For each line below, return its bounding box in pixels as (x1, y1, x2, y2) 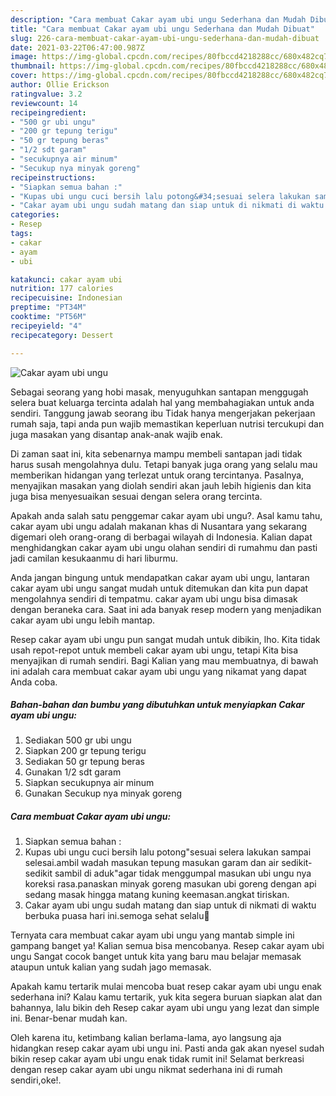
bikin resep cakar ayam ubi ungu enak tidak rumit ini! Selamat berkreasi (10, 1053, 305, 1065)
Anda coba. (10, 676, 58, 688)
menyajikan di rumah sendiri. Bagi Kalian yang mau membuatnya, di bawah (10, 654, 319, 666)
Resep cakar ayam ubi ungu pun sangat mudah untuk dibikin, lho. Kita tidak (10, 633, 321, 645)
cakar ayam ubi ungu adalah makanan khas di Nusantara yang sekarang (10, 520, 308, 532)
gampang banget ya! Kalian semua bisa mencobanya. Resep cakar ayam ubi (10, 940, 325, 952)
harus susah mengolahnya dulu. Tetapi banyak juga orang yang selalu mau (10, 458, 318, 470)
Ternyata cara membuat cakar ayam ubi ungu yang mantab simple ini (10, 929, 295, 941)
